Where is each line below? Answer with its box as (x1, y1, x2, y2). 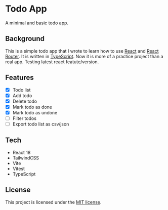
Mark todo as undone (12, 109, 58, 115)
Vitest (12, 165, 25, 172)
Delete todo (12, 98, 37, 104)
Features (5, 73, 34, 82)
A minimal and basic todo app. (5, 20, 69, 26)
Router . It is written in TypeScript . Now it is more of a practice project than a (5, 53, 163, 59)
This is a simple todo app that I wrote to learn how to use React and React (5, 48, 159, 54)
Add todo (12, 92, 32, 99)
